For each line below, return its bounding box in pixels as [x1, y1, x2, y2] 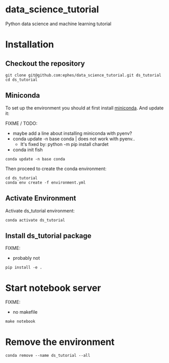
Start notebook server [5, 282, 101, 294]
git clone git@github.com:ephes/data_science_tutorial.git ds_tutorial [5, 72, 161, 78]
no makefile [12, 309, 38, 315]
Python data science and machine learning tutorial [5, 21, 112, 27]
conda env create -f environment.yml [5, 180, 86, 185]
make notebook [5, 319, 36, 324]
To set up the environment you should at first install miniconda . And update [5, 104, 164, 111]
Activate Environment [5, 194, 76, 203]
